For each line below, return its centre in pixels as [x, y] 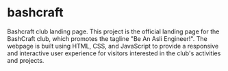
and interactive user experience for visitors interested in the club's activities [114, 53]
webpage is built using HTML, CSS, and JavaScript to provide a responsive [113, 46]
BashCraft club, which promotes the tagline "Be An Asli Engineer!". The [107, 38]
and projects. [26, 60]
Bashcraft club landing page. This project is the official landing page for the [113, 31]
